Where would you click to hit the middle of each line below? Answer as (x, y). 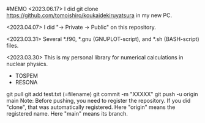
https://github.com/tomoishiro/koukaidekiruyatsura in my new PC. (89, 15)
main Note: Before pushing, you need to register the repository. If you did (99, 101)
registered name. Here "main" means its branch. (67, 114)
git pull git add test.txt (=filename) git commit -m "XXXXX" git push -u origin (102, 94)
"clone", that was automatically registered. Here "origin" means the (91, 107)
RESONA (26, 82)
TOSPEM (27, 76)
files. (13, 46)
